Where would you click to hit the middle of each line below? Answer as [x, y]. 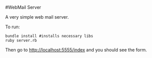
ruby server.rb [21, 40]
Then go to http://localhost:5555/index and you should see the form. [76, 50]
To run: [13, 27]
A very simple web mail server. [37, 17]
